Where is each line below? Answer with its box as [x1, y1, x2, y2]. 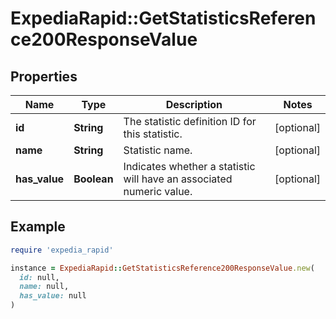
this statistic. [123, 127, 183, 141]
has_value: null [19, 291, 87, 301]
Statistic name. [123, 143, 193, 157]
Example [10, 218, 66, 236]
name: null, [19, 282, 70, 292]
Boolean [73, 172, 114, 186]
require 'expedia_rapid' [10, 245, 114, 255]
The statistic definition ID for [123, 115, 257, 128]
